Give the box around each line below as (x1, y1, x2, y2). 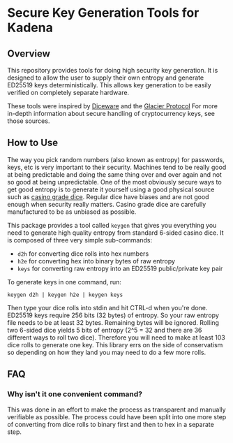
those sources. (7, 117, 50, 125)
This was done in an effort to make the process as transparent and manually (7, 405, 226, 414)
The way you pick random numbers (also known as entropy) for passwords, (7, 155, 225, 164)
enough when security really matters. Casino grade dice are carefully (7, 200, 206, 208)
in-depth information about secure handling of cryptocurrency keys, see (7, 110, 215, 117)
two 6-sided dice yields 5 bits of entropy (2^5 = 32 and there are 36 (7, 326, 202, 334)
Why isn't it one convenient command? (7, 389, 143, 399)
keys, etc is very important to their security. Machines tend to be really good (7, 163, 227, 171)
